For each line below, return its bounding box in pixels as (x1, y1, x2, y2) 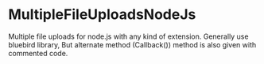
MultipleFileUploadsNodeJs (8, 6, 196, 24)
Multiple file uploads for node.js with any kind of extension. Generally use (8, 32, 249, 41)
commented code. (8, 48, 68, 58)
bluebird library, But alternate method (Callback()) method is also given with (8, 40, 257, 49)
